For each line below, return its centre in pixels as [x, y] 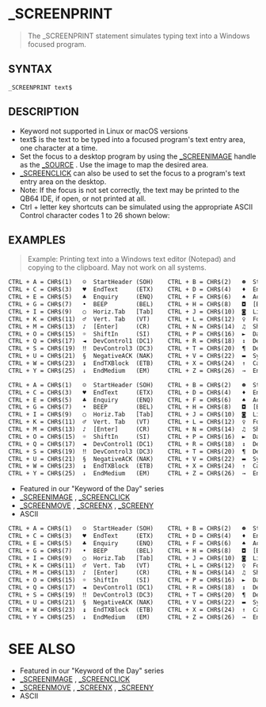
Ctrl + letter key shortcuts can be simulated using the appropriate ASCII [136, 206]
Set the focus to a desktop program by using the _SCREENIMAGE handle [138, 156]
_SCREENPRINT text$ [40, 87]
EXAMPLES [37, 240]
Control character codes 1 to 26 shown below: [95, 215]
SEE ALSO [42, 649]
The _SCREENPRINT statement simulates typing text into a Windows [139, 36]
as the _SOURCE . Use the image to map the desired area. [114, 164]
